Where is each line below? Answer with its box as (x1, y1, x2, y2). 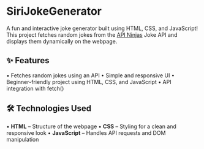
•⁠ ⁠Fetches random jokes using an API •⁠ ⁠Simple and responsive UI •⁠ (6, 72, 175, 79)
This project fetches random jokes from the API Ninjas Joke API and (6, 31, 178, 38)
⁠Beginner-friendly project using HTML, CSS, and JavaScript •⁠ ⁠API (6, 78, 172, 85)
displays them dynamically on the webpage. (6, 37, 118, 45)
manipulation (6, 136, 39, 143)
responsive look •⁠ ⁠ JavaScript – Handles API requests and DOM (6, 129, 166, 136)
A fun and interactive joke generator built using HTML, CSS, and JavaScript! (6, 25, 198, 32)
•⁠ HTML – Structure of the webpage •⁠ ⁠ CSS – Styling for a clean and (6, 123, 176, 130)
